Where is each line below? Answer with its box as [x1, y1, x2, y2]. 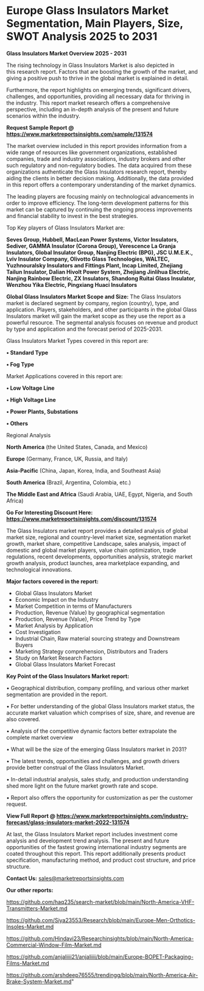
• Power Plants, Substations [6, 407, 79, 415]
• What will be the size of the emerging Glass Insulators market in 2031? [6, 746, 187, 753]
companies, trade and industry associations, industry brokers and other [6, 155, 186, 162]
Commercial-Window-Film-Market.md [6, 941, 102, 948]
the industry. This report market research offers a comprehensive [6, 99, 171, 107]
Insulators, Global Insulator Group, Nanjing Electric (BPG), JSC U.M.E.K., [6, 249, 193, 256]
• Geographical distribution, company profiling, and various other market [6, 684, 189, 691]
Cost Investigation [15, 628, 61, 635]
